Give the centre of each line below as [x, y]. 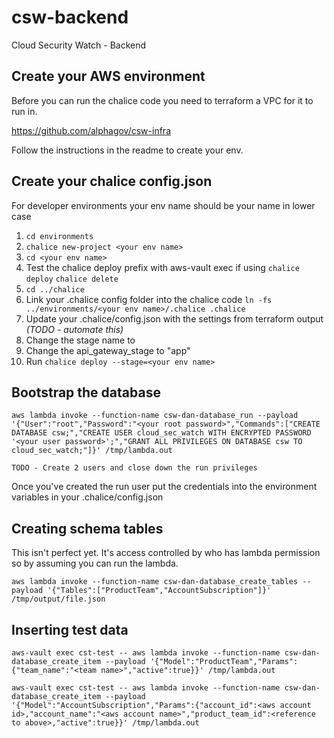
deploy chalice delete [72, 279]
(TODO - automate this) [74, 329]
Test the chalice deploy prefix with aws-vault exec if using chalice [162, 267]
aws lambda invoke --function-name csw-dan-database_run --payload [155, 416]
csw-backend [70, 17]
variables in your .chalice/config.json [87, 497]
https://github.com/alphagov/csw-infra [91, 130]
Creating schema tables [87, 528]
